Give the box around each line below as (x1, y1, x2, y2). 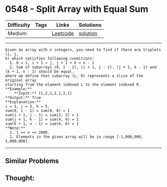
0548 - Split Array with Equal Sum (5, 3, 149, 15)
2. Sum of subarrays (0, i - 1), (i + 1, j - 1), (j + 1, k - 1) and (9, 65, 157, 70)
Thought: (5, 174, 35, 182)
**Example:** (5, 86, 32, 92)
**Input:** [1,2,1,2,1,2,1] (14, 91, 72, 95)
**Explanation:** (5, 99, 41, 104)
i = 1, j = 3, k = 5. (5, 103, 50, 109)
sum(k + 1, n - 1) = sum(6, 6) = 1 (5, 121, 79, 126)
